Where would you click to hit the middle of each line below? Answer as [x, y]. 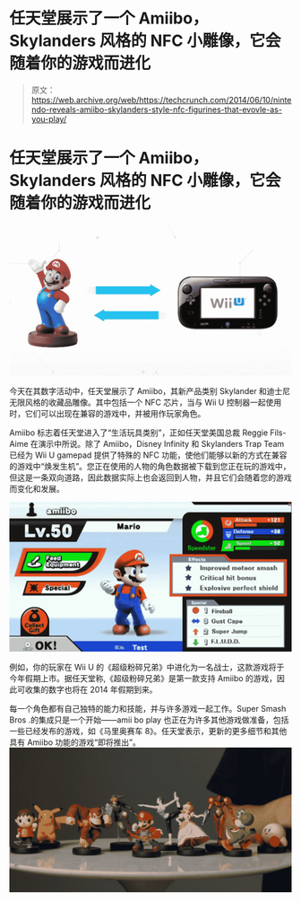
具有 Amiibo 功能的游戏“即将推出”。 [75, 742]
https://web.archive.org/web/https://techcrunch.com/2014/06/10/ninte [161, 100]
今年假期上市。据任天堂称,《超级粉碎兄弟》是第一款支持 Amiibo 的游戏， [143, 678]
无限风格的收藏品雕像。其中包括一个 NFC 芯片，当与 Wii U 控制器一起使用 [146, 403]
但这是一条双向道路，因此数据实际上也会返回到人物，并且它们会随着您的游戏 [150, 477]
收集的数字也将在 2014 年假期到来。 [91, 689]
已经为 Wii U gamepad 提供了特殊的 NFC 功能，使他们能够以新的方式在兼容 [148, 455]
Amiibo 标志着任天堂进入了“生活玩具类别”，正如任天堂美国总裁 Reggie [139, 433]
